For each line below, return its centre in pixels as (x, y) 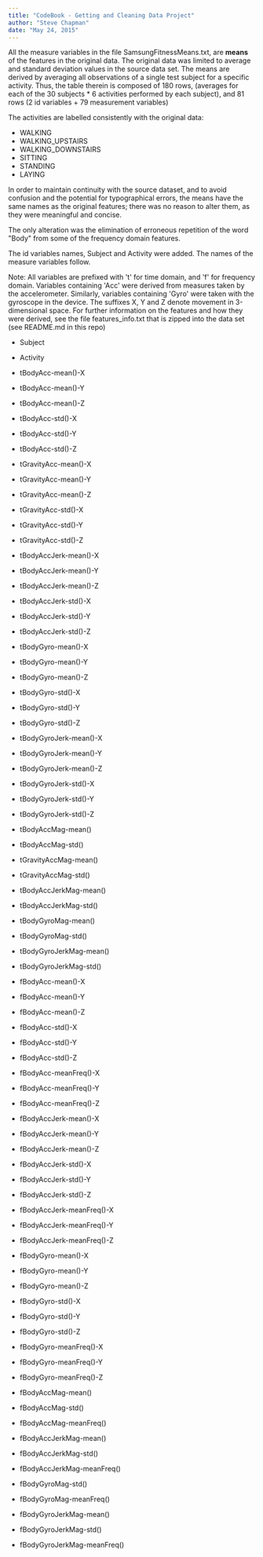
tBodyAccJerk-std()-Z (55, 632)
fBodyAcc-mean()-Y (52, 997)
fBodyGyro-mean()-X (54, 1256)
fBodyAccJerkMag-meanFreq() (70, 1469)
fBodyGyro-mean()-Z (54, 1286)
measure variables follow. (49, 262)
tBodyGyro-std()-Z (50, 723)
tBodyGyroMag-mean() (57, 921)
